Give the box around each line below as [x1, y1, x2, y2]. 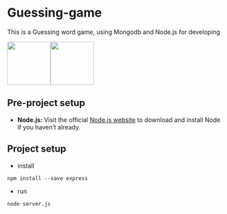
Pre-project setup [7, 97, 85, 109]
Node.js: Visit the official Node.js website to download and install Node [17, 116, 221, 124]
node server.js [7, 200, 51, 207]
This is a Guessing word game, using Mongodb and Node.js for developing [7, 28, 220, 36]
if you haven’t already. [17, 123, 81, 131]
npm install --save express [7, 175, 89, 181]
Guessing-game [7, 5, 102, 21]
